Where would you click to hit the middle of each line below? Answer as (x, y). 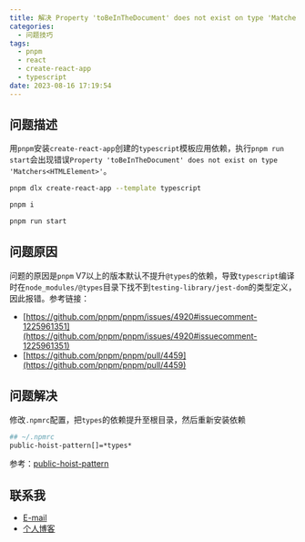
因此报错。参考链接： (49, 298)
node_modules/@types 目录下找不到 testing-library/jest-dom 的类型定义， (161, 287)
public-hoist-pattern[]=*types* (71, 445)
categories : (32, 26)
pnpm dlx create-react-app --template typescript (106, 189)
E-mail (35, 518)
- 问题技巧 (36, 35)
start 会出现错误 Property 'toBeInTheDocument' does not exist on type (143, 159)
